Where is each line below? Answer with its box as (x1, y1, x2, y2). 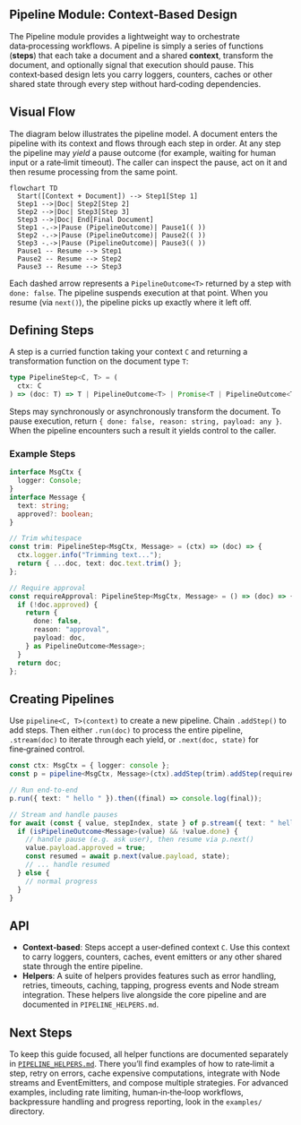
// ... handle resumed (25, 860, 110, 870)
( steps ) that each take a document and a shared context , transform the (9, 49, 273, 61)
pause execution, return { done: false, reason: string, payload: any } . (9, 416, 282, 426)
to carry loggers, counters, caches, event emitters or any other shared (21, 951, 282, 962)
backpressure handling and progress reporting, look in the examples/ (9, 1096, 262, 1107)
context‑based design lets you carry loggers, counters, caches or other (9, 69, 273, 80)
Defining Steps (9, 322, 94, 339)
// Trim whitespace (9, 534, 82, 543)
